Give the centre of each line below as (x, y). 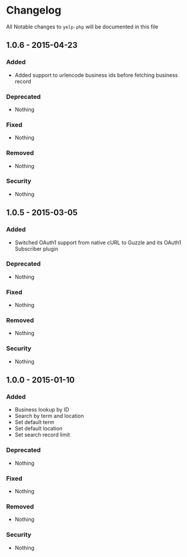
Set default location (38, 429)
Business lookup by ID (42, 410)
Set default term (34, 422)
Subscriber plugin (36, 248)
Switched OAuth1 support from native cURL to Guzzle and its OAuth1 (98, 242)
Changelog (34, 10)
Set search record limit (42, 435)
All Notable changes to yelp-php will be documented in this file (82, 27)
